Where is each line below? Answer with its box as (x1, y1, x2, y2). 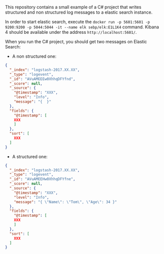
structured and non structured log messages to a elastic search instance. (5, 9, 153, 15)
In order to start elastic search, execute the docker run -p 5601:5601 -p (5, 19, 150, 24)
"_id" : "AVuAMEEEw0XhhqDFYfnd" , (9, 76, 76, 81)
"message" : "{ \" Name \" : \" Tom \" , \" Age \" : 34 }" (14, 199, 117, 205)
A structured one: (12, 154, 48, 160)
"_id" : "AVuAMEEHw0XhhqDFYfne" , (9, 177, 76, 182)
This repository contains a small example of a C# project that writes (5, 4, 141, 10)
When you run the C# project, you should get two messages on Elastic (5, 39, 147, 45)
